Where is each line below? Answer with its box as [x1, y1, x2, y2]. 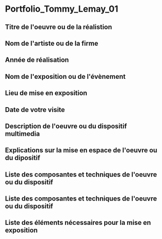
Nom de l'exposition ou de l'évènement [5, 72, 126, 81]
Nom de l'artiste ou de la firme [5, 39, 98, 47]
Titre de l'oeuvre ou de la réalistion [5, 23, 113, 31]
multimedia [5, 129, 40, 138]
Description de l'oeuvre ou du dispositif [5, 122, 127, 130]
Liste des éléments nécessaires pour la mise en [5, 219, 151, 227]
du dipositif [5, 154, 40, 162]
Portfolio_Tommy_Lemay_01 [5, 3, 118, 15]
